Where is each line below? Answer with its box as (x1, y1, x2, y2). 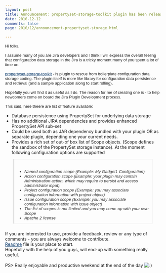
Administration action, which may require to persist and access (24, 179, 138, 183)
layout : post (5, 7, 32, 12)
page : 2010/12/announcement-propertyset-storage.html (5, 26, 119, 31)
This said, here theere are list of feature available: (5, 104, 93, 109)
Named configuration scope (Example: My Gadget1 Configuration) (24, 169, 145, 175)
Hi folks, (5, 44, 20, 49)
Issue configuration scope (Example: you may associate (24, 197, 126, 202)
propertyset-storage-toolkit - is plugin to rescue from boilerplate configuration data (5, 71, 150, 77)
